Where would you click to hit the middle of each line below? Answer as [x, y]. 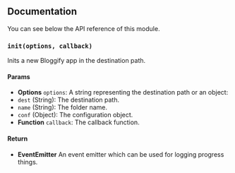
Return [18, 138]
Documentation [42, 12]
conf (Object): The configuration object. [75, 115]
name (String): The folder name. [62, 107]
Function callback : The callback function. [78, 122]
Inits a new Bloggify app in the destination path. [77, 61]
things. [28, 162]
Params [19, 76]
